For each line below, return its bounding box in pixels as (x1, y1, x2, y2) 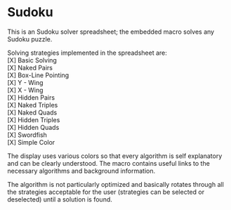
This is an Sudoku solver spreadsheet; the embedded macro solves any (7, 27, 215, 36)
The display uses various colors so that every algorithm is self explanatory (7, 152, 223, 160)
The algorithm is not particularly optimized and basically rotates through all (7, 180, 225, 188)
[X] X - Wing (7, 86, 44, 94)
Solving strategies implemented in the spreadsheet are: (7, 48, 167, 57)
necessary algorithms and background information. (7, 166, 156, 175)
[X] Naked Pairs (7, 63, 53, 72)
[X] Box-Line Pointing (7, 71, 70, 79)
